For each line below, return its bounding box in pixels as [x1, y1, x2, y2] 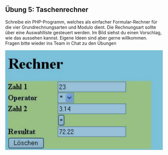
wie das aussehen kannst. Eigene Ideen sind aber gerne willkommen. [5, 35, 147, 41]
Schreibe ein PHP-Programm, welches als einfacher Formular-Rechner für [5, 19, 157, 25]
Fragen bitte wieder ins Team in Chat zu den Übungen [5, 40, 116, 46]
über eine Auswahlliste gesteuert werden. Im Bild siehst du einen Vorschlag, [5, 29, 162, 36]
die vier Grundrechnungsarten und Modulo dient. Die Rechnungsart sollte [5, 24, 156, 30]
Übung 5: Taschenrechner [5, 6, 88, 14]
